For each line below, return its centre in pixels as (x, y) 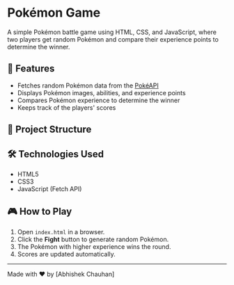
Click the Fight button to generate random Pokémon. (93, 239)
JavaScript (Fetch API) (49, 188)
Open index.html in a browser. (61, 231)
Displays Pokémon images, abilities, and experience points (101, 92)
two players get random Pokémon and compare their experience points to (113, 39)
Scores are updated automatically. (67, 254)
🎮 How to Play (40, 212)
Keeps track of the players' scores (67, 107)
